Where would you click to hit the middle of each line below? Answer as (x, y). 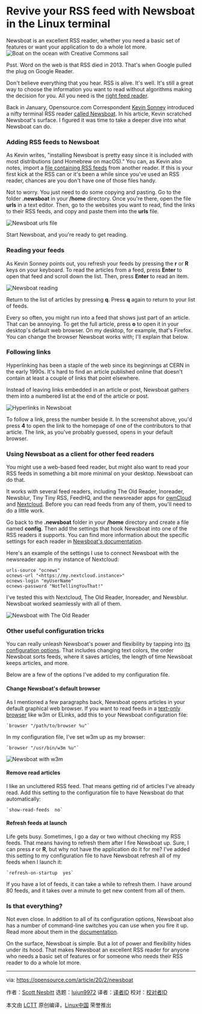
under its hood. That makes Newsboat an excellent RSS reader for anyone (98, 950)
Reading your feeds (35, 250)
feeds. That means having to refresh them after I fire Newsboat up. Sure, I (98, 843)
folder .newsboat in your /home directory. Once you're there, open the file (99, 199)
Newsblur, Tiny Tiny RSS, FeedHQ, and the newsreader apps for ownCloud (99, 498)
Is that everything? (35, 906)
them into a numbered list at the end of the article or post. (78, 396)
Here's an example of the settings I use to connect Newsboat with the (93, 553)
